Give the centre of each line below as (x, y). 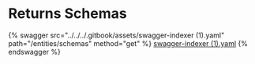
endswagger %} (34, 52)
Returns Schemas (68, 14)
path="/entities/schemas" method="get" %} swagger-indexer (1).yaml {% (128, 43)
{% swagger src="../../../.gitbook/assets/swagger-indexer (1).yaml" (116, 35)
